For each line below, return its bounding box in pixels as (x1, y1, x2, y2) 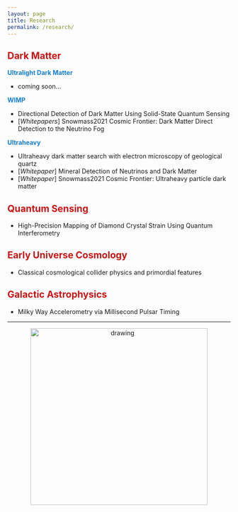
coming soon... (17, 82, 62, 91)
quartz (17, 160, 38, 168)
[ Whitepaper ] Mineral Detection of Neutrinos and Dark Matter (17, 167, 197, 175)
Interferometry (17, 229, 60, 237)
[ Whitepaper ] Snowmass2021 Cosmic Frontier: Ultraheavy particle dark (17, 175, 227, 183)
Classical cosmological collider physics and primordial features (17, 268, 202, 277)
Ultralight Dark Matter (7, 69, 73, 77)
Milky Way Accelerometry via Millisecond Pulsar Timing (17, 307, 180, 315)
